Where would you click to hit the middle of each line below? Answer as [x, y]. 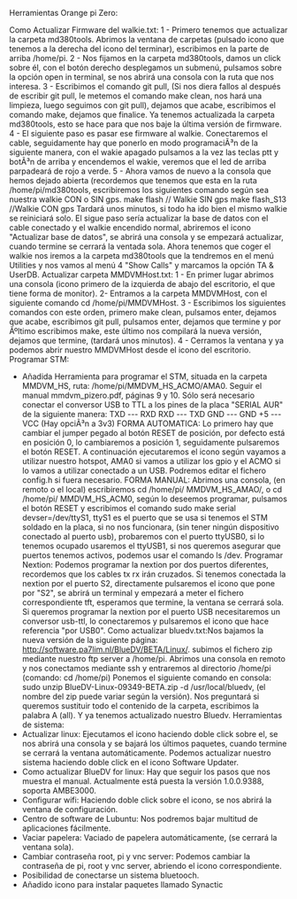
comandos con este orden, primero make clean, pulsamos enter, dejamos [143, 312]
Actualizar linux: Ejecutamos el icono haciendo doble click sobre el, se [150, 734]
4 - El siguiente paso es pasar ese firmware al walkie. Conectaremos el [138, 133]
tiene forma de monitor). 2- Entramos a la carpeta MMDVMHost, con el [138, 293]
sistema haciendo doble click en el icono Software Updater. [130, 762]
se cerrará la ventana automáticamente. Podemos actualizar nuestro [146, 753]
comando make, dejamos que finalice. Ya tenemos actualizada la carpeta [142, 115]
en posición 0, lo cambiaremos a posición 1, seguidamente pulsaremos [151, 442]
